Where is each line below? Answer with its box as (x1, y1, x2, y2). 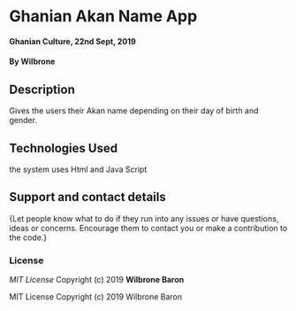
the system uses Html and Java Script (9, 164, 148, 175)
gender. (9, 115, 38, 126)
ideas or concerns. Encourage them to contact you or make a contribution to (9, 222, 288, 233)
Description (9, 82, 75, 97)
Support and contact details (9, 190, 166, 205)
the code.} (9, 232, 48, 243)
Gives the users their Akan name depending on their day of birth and (9, 105, 259, 116)
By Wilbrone (9, 56, 56, 67)
